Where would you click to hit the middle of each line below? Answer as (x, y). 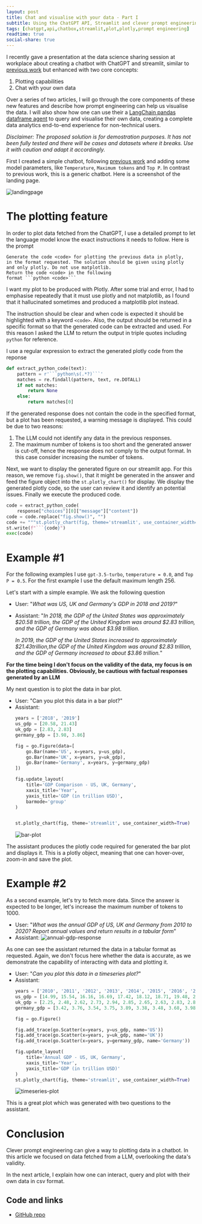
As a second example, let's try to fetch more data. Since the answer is (93, 901)
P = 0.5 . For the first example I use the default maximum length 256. (91, 581)
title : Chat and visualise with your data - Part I (72, 17)
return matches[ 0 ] (51, 402)
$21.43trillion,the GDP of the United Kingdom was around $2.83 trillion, (103, 647)
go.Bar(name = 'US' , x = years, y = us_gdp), (76, 751)
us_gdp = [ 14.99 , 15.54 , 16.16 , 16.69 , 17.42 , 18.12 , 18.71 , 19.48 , (103, 997)
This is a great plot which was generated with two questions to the (89, 1103)
